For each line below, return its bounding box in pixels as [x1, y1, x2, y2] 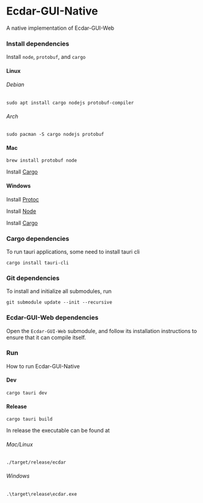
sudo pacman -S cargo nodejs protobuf [6, 132, 104, 138]
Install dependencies [6, 39, 70, 48]
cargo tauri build [6, 416, 53, 422]
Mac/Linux [6, 441, 33, 448]
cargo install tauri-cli [6, 260, 69, 266]
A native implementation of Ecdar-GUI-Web [6, 24, 115, 32]
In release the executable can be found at [6, 427, 110, 434]
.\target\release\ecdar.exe [6, 491, 78, 497]
